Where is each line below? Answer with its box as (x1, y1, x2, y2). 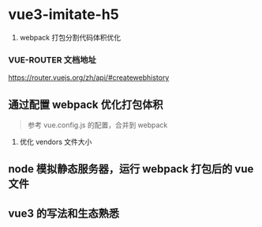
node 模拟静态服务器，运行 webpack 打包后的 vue (8, 162, 254, 176)
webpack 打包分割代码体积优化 (19, 32, 121, 42)
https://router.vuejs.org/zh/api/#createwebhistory (8, 73, 170, 82)
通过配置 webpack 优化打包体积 (8, 97, 163, 112)
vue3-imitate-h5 (8, 6, 120, 24)
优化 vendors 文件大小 (19, 137, 92, 147)
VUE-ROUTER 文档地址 (8, 54, 97, 65)
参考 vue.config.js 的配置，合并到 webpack (27, 120, 168, 130)
